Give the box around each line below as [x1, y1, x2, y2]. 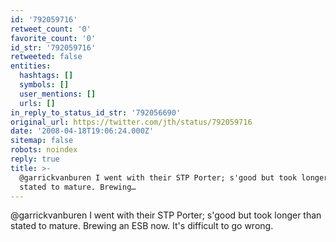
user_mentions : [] [19, 89, 97, 99]
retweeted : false [10, 52, 83, 62]
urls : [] [19, 98, 56, 108]
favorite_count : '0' [10, 33, 97, 43]
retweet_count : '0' [10, 24, 92, 34]
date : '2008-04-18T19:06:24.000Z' [10, 126, 155, 136]
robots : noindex [10, 145, 78, 155]
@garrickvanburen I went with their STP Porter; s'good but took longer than [10, 209, 322, 221]
